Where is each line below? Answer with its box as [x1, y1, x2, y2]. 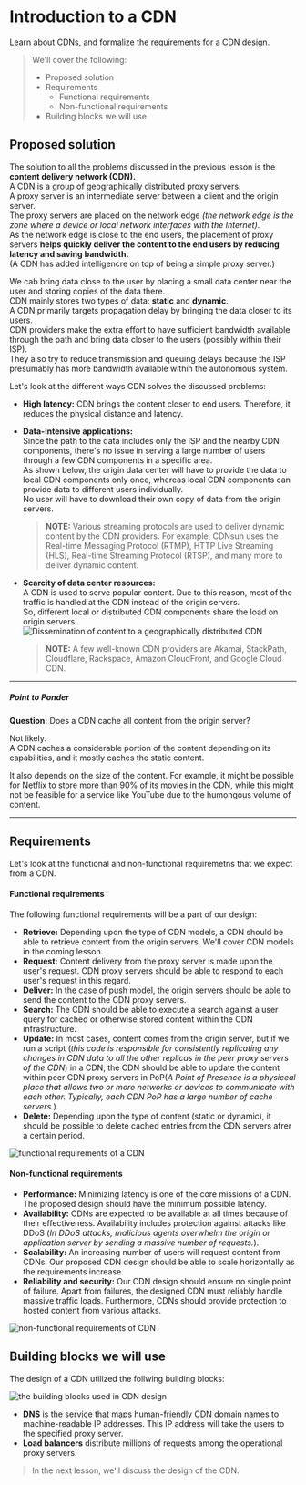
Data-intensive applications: [22, 426, 134, 437]
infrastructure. [22, 1023, 77, 1034]
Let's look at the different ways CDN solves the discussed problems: [9, 380, 267, 391]
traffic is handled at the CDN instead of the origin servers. [22, 596, 240, 607]
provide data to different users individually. [22, 483, 184, 494]
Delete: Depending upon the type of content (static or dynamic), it [22, 1110, 271, 1121]
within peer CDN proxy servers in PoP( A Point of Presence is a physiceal [22, 1071, 296, 1082]
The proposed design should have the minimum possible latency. [22, 1198, 267, 1209]
